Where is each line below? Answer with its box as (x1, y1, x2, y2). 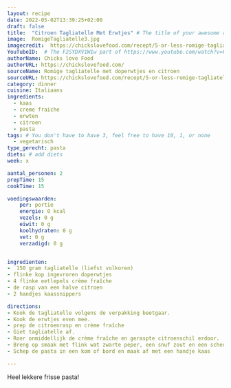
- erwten (13, 112, 38, 119)
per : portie (19, 201, 54, 209)
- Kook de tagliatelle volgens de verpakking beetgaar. (7, 309, 170, 316)
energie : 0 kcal (19, 208, 67, 215)
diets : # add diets (7, 151, 63, 159)
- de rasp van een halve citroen (7, 284, 103, 291)
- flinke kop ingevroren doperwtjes (7, 272, 112, 278)
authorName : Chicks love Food (7, 55, 94, 62)
